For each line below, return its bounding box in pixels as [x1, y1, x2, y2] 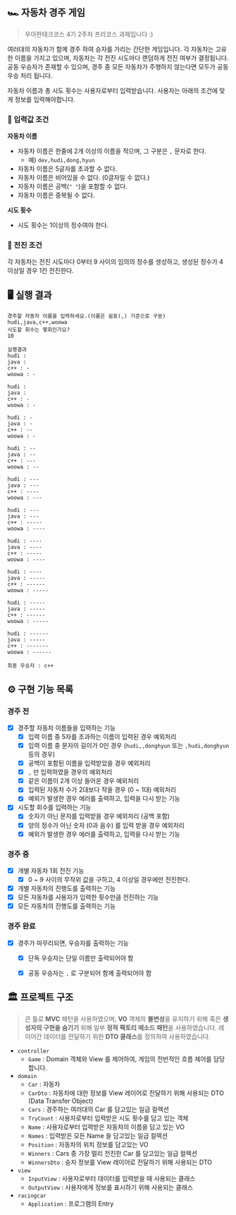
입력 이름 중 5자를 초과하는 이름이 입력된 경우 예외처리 [27, 732, 177, 741]
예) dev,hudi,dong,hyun [27, 156, 95, 164]
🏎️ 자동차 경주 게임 [7, 6, 86, 19]
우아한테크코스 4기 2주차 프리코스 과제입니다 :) [24, 30, 154, 38]
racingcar [17, 1192, 47, 1199]
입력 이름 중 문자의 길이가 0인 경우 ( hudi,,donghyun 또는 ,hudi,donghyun [27, 742, 230, 750]
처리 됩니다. [20, 71, 53, 80]
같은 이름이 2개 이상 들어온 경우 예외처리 [27, 777, 139, 785]
